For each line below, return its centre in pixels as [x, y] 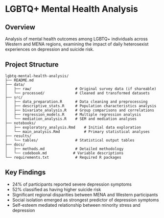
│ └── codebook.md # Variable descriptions [64, 153]
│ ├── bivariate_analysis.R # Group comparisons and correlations [80, 110]
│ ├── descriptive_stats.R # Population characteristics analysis [81, 106]
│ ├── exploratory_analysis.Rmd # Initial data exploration [73, 127]
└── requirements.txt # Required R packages [63, 157]
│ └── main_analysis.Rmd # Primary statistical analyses [78, 132]
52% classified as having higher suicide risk [57, 189]
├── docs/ [15, 145]
